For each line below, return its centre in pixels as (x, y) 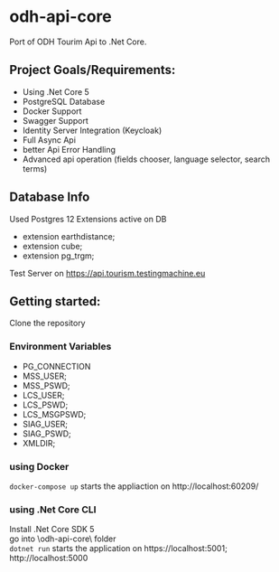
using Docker (39, 466)
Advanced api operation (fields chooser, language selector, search (146, 159)
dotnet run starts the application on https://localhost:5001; (118, 549)
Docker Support (52, 111)
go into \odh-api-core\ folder (63, 539)
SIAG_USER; (45, 424)
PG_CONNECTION (56, 366)
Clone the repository (47, 324)
